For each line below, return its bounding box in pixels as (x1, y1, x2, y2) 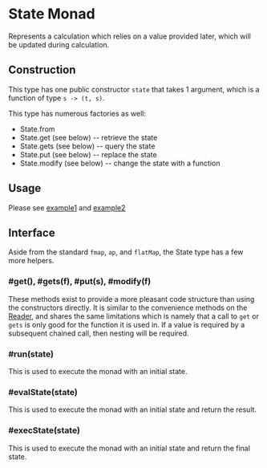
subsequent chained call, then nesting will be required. (8, 328, 190, 338)
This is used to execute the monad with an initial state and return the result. (8, 405, 257, 414)
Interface (8, 226, 55, 239)
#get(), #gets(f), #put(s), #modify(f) (8, 276, 152, 287)
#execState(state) (8, 425, 80, 436)
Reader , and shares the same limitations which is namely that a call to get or (8, 311, 259, 321)
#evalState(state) (8, 386, 78, 397)
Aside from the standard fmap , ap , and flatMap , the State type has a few (8, 247, 244, 257)
